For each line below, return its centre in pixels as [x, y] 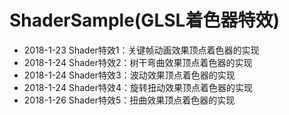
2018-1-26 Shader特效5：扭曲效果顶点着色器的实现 [129, 100]
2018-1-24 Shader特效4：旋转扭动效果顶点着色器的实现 [138, 87]
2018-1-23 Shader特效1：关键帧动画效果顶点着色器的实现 [141, 50]
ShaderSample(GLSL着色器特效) [144, 20]
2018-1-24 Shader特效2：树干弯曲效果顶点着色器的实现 [138, 62]
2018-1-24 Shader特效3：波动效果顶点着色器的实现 [129, 75]
